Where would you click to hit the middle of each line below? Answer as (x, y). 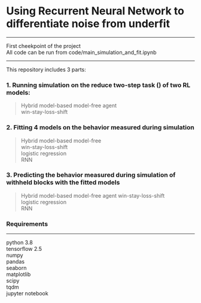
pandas (16, 262)
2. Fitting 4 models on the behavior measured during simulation (100, 128)
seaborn (16, 268)
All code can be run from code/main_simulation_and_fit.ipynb (81, 52)
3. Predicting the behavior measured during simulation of (91, 175)
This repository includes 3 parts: (46, 69)
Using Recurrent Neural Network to (95, 11)
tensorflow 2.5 (24, 249)
